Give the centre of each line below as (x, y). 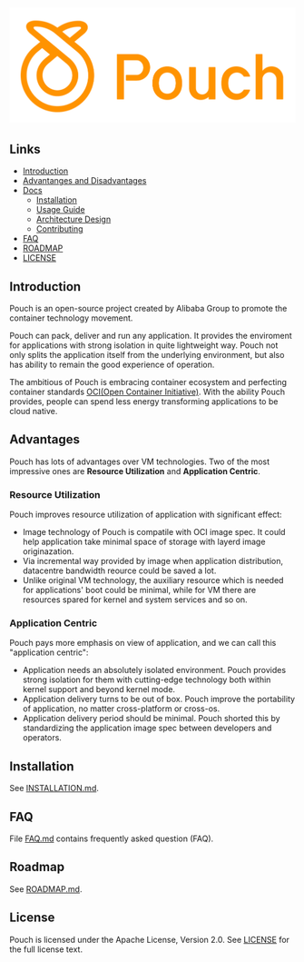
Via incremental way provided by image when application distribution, (153, 561)
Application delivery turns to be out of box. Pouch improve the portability (159, 699)
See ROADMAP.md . (46, 888)
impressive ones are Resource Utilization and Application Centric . (135, 471)
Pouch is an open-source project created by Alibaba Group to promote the (148, 308)
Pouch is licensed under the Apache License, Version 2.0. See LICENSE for (150, 939)
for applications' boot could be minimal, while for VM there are (139, 590)
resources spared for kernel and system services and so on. (135, 600)
